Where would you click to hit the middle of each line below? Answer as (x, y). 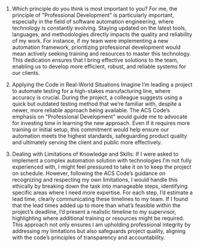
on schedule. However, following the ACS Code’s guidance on (89, 173)
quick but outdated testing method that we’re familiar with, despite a (96, 104)
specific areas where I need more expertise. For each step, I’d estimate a (102, 192)
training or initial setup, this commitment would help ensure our (90, 130)
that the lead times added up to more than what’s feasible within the (96, 205)
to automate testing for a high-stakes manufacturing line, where (91, 91)
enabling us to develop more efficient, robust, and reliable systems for (99, 66)
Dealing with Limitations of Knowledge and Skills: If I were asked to (95, 154)
